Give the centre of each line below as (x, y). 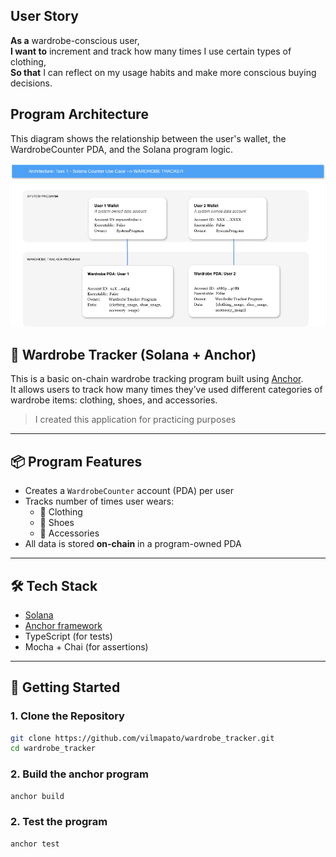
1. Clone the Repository (67, 716)
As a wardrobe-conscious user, (75, 40)
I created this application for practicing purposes (135, 420)
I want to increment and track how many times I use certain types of (151, 51)
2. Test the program (59, 822)
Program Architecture (79, 114)
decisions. (31, 83)
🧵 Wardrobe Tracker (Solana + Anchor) (133, 354)
